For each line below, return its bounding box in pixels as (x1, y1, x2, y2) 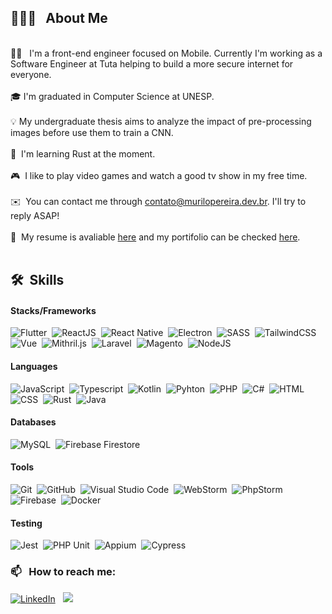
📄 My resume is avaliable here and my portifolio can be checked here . (10, 231, 301, 243)
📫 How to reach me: (10, 565, 117, 579)
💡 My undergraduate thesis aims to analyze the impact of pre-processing (10, 115, 312, 127)
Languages (10, 361, 58, 372)
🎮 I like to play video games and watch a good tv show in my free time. (10, 169, 308, 181)
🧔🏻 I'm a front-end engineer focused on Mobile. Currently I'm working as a (10, 47, 323, 59)
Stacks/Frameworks (10, 304, 97, 316)
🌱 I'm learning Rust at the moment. (10, 147, 156, 160)
